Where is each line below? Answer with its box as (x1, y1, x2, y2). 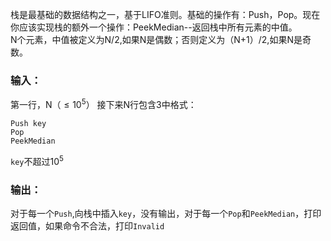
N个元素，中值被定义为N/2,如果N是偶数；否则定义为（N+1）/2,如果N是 (10, 34, 303, 45)
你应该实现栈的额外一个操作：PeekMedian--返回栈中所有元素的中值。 (10, 21, 298, 33)
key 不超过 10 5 (10, 153, 64, 167)
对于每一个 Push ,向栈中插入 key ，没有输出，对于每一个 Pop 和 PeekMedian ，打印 (10, 207, 322, 219)
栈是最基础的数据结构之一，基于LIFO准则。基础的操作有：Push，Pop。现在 (10, 9, 321, 20)
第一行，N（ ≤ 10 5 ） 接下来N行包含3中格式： (10, 97, 197, 110)
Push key (10, 118, 47, 128)
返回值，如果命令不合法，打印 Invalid (10, 219, 165, 232)
